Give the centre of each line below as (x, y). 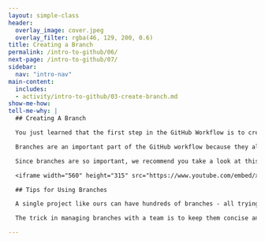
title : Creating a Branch (50, 45)
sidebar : (22, 67)
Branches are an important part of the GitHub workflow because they (132, 147)
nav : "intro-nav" (44, 74)
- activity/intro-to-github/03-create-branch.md (97, 96)
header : (21, 23)
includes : (31, 89)
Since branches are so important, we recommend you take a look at (129, 161)
